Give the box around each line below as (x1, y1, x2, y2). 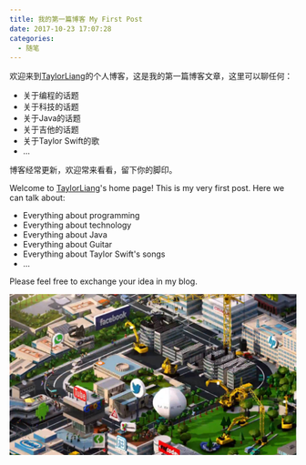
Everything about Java (22, 229, 107, 240)
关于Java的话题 (22, 113, 82, 124)
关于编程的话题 (22, 90, 79, 101)
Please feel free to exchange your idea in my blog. (9, 276, 198, 287)
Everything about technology (22, 219, 132, 231)
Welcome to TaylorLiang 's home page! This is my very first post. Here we (9, 183, 285, 194)
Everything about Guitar (22, 239, 113, 250)
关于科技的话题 (22, 101, 79, 113)
